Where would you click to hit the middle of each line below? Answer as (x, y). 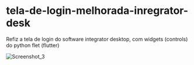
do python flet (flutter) (33, 45)
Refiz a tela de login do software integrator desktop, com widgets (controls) (97, 39)
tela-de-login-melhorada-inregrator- (97, 11)
